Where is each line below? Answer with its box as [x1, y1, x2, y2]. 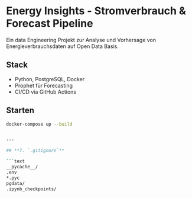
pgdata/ [6, 180, 25, 186]
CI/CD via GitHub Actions [14, 88, 77, 95]
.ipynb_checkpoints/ [6, 186, 57, 192]
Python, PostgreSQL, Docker [14, 75, 85, 82]
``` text [6, 158, 25, 164]
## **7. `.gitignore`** [6, 148, 65, 154]
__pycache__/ [6, 164, 38, 170]
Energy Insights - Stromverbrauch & [6, 4, 186, 18]
